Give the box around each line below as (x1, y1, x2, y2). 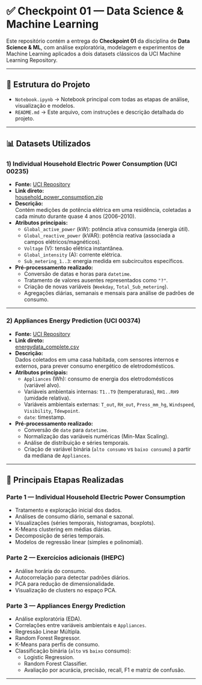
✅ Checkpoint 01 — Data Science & (6, 4, 184, 18)
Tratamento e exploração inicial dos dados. (14, 507, 122, 514)
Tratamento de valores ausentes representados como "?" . (23, 277, 168, 284)
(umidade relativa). (23, 394, 71, 401)
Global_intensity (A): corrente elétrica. (23, 251, 122, 258)
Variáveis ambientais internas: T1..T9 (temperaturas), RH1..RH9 (23, 388, 179, 395)
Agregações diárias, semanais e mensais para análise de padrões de (23, 290, 194, 297)
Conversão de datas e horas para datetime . (23, 270, 132, 277)
